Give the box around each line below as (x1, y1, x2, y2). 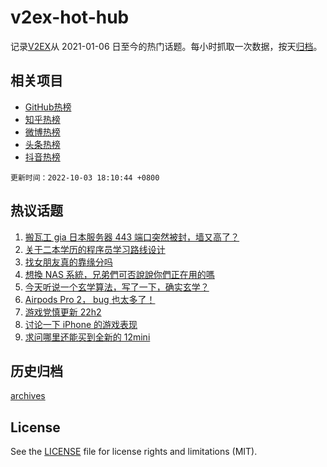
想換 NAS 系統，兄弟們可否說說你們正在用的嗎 (24, 268, 215, 280)
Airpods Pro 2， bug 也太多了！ (24, 293, 156, 305)
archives (10, 390, 46, 402)
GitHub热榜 (24, 101, 72, 113)
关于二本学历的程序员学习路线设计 (24, 243, 166, 255)
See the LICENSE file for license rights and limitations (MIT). (10, 446, 258, 458)
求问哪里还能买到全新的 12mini (24, 331, 151, 343)
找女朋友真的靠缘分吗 (24, 256, 113, 268)
